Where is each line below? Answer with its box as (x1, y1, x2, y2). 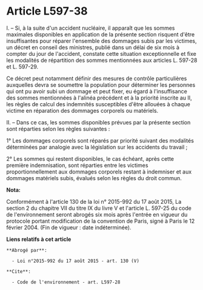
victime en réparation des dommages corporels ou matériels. (6, 107, 159, 114)
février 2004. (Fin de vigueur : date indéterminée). (6, 223, 131, 231)
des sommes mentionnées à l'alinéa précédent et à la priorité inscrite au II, (6, 94, 192, 101)
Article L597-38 (6, 4, 88, 18)
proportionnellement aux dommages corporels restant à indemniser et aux (6, 168, 192, 175)
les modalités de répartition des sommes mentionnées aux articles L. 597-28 (6, 56, 198, 64)
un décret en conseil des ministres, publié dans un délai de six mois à (6, 44, 180, 51)
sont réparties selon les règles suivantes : (6, 125, 110, 132)
